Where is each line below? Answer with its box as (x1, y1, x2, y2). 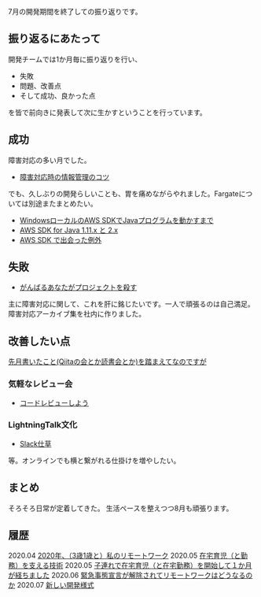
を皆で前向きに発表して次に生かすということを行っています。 (8, 107, 207, 117)
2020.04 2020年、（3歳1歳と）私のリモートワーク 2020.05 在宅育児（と (8, 551, 241, 561)
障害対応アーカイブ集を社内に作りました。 (8, 310, 146, 319)
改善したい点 (8, 334, 71, 348)
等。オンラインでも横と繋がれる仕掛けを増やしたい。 (8, 455, 181, 465)
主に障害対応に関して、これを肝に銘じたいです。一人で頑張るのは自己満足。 (8, 299, 255, 309)
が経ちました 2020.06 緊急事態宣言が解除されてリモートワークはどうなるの (8, 570, 253, 580)
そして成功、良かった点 (19, 91, 96, 100)
